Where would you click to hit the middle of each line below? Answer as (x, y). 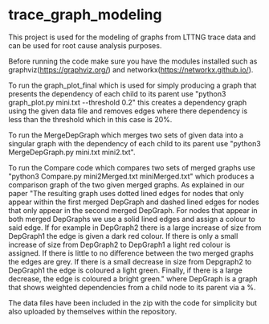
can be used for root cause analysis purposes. (85, 45)
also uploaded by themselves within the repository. (93, 311)
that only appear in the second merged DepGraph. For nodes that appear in (133, 210)
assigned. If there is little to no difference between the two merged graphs (131, 253)
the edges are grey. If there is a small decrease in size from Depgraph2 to (130, 261)
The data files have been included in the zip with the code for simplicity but (133, 302)
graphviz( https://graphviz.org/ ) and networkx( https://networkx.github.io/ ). (131, 69)
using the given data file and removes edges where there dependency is (128, 111)
